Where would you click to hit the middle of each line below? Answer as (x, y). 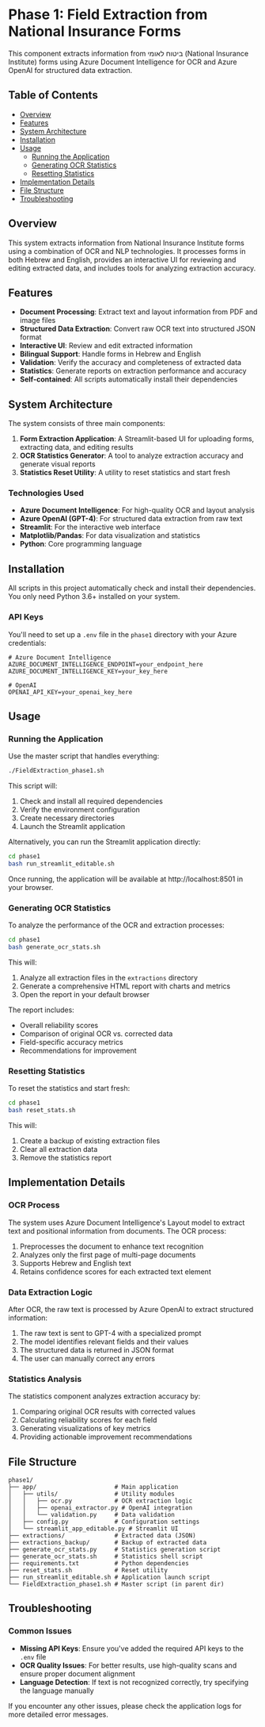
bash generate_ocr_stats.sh (55, 947)
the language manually (57, 1691)
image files (38, 320)
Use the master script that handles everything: (84, 756)
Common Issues (40, 1631)
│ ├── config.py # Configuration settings (104, 1522)
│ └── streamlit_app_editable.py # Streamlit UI (93, 1529)
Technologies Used (46, 493)
